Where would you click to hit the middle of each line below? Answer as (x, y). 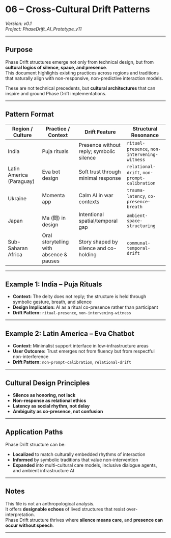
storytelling (55, 241)
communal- (138, 243)
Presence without (99, 145)
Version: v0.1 (19, 23)
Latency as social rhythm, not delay (51, 406)
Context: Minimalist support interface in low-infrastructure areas (80, 346)
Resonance (145, 135)
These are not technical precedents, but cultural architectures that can (80, 88)
